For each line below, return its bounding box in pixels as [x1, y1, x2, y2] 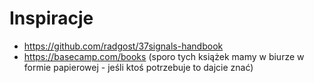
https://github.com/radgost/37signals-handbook [23, 40, 224, 52]
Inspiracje [9, 7, 94, 30]
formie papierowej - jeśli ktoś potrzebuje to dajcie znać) [23, 61, 254, 73]
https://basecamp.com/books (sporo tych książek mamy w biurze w [23, 50, 305, 62]
